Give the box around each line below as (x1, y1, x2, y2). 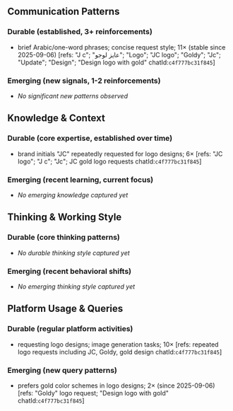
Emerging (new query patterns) (7, 365, 118, 375)
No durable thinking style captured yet (17, 248, 131, 257)
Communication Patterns (7, 6, 120, 18)
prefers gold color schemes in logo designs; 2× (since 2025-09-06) (17, 381, 215, 390)
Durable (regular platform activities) (7, 324, 133, 334)
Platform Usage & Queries (7, 303, 124, 315)
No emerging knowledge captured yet (17, 190, 129, 199)
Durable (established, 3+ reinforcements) (7, 27, 153, 37)
